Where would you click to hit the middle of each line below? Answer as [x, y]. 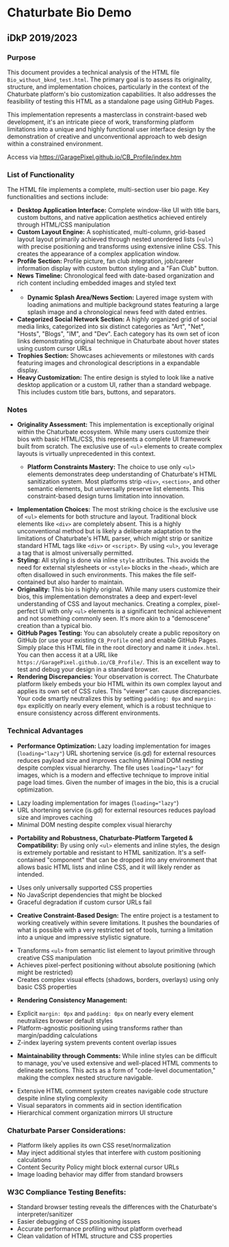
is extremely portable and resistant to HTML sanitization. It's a [104, 852]
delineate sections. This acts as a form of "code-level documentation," [116, 1070]
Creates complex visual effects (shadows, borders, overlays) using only [118, 979]
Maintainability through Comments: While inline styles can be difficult [117, 1055]
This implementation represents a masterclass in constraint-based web [107, 114]
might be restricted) [45, 972]
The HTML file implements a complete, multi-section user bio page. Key [108, 190]
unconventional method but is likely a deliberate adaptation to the [109, 531]
